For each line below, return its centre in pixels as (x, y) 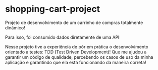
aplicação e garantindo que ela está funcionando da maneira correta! (76, 62)
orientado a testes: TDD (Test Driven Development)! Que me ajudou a (76, 52)
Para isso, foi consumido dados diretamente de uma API (62, 37)
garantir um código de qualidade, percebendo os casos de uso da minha (79, 57)
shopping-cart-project (53, 9)
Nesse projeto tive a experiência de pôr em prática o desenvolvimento (77, 47)
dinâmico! (15, 27)
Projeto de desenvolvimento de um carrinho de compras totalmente (74, 23)
